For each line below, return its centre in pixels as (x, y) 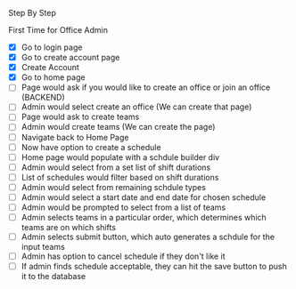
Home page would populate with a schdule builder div (120, 157)
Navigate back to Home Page (75, 137)
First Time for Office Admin (58, 30)
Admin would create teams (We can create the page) (118, 127)
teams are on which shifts (69, 228)
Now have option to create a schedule (91, 147)
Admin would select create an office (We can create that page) (136, 107)
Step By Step (33, 13)
